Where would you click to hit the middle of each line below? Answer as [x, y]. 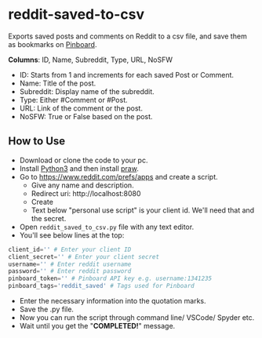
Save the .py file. [47, 309]
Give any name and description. [83, 185]
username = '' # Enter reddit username [70, 264]
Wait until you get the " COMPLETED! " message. [97, 326]
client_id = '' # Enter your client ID [70, 249]
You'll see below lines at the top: [72, 235]
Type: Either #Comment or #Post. [73, 100]
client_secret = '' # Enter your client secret [84, 256]
